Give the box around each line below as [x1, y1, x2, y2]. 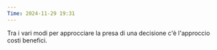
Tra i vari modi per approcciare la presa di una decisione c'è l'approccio [7, 29, 211, 37]
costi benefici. [7, 36, 47, 45]
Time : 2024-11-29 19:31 [7, 10, 76, 17]
